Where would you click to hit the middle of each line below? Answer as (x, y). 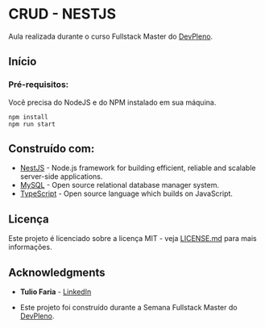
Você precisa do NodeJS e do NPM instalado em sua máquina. (112, 102)
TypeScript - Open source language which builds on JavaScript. (126, 193)
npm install (28, 117)
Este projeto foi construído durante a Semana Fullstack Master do (128, 308)
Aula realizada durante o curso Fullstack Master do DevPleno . (111, 36)
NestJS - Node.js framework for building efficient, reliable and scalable (138, 168)
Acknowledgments (57, 272)
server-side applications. (61, 176)
